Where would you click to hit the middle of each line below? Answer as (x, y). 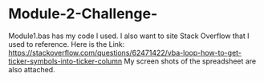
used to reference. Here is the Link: (67, 44)
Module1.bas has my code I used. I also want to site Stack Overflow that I (129, 36)
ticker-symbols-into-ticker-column (65, 61)
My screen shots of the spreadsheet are (190, 61)
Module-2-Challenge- (83, 14)
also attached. (32, 69)
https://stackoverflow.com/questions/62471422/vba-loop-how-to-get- (125, 52)
